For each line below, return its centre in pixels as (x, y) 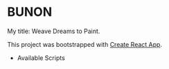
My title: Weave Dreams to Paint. (54, 31)
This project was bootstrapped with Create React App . (85, 44)
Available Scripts (41, 58)
